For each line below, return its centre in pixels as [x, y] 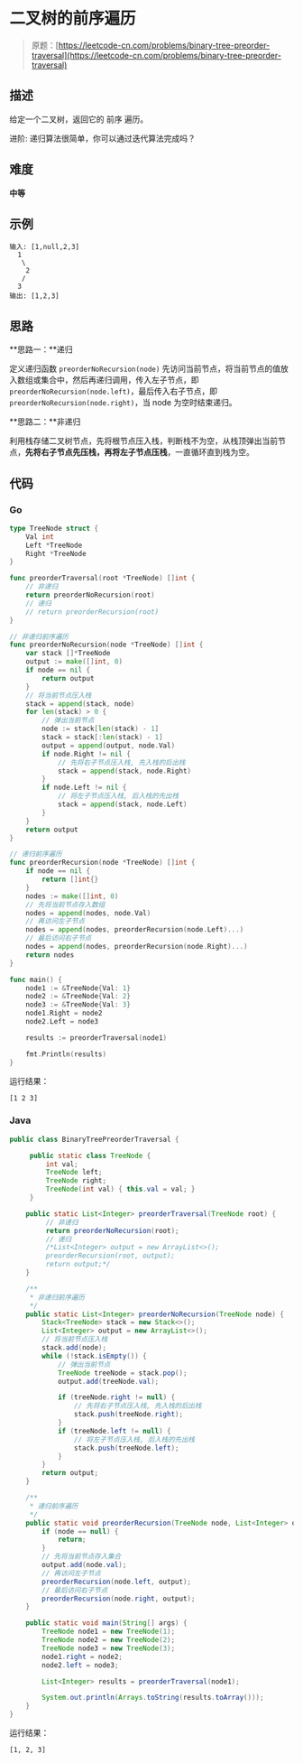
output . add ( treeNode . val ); [108, 1381]
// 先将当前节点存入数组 [65, 905]
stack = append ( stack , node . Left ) [122, 804]
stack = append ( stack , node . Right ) [124, 771]
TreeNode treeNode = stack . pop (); [122, 1373]
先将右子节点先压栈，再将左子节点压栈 [96, 452]
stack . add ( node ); [74, 1348]
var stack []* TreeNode [68, 654]
